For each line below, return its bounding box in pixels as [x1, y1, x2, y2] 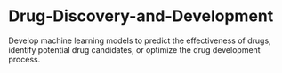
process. [8, 54, 41, 64]
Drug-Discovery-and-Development [8, 6, 274, 26]
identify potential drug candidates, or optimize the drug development [8, 44, 261, 55]
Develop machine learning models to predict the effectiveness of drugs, [8, 35, 272, 46]
